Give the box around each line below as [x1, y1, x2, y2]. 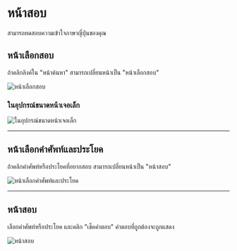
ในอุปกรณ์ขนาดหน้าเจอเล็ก [7, 100, 80, 110]
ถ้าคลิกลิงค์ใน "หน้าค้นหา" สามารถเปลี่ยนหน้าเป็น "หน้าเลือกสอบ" [7, 68, 159, 77]
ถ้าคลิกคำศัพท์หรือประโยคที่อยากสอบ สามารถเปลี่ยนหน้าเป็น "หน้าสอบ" [7, 162, 171, 170]
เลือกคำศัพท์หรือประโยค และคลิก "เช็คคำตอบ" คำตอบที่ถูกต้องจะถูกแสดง [7, 222, 175, 231]
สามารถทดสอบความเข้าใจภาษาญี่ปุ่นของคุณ [7, 28, 107, 37]
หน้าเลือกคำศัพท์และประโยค [7, 143, 104, 155]
